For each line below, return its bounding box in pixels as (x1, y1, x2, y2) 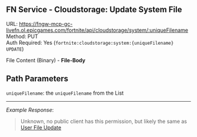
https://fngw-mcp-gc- (19, 20, 73, 27)
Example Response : (6, 106, 54, 113)
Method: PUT (6, 32, 39, 40)
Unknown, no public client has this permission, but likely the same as (20, 118, 188, 125)
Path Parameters (6, 73, 69, 84)
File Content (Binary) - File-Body (6, 56, 86, 64)
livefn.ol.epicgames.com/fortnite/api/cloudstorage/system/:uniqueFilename (6, 26, 189, 34)
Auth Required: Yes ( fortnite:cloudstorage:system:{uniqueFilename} (6, 39, 174, 46)
